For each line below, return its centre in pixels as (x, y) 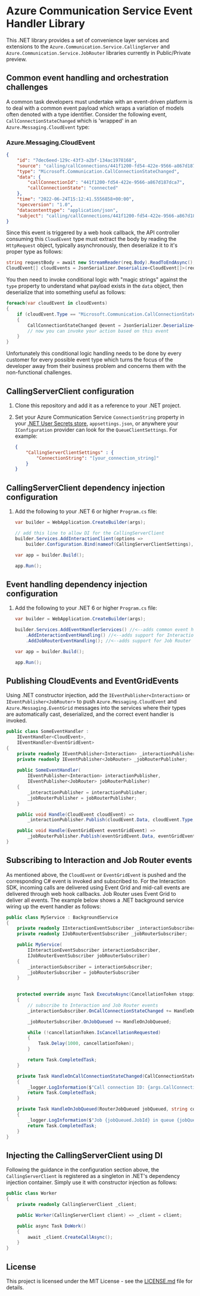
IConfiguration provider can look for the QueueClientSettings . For (96, 429)
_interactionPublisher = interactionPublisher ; (87, 792)
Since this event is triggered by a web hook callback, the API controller (93, 233)
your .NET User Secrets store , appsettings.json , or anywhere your (96, 423)
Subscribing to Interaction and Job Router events (99, 860)
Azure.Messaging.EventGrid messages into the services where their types (96, 708)
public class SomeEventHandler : (48, 732)
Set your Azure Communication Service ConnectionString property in (99, 417)
